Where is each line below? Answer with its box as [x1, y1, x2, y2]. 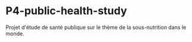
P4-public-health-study [5, 4, 128, 18]
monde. [5, 30, 24, 37]
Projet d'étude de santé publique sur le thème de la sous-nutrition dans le [5, 24, 187, 31]
